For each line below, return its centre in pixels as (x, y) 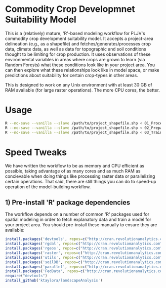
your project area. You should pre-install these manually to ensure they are (81, 225)
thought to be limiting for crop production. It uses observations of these (78, 54)
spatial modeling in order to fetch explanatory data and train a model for (78, 220)
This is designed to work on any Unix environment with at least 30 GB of (79, 84)
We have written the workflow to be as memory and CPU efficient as (75, 166)
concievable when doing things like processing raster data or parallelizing (80, 176)
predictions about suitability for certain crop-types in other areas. (72, 75)
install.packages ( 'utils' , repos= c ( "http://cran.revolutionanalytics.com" (84, 257)
